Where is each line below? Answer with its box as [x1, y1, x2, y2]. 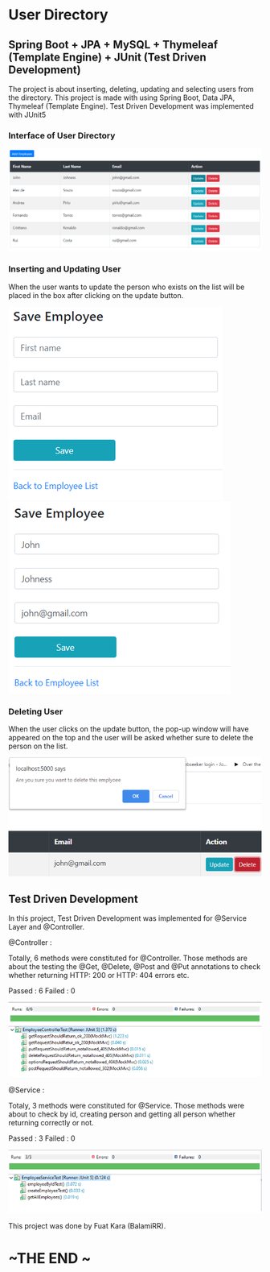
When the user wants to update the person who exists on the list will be [8, 282, 245, 292]
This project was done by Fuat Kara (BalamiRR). [8, 1221, 166, 1231]
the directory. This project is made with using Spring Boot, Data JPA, [8, 93, 235, 102]
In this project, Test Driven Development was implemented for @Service [8, 913, 247, 923]
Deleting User [8, 706, 63, 717]
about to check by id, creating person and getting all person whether [8, 1109, 235, 1119]
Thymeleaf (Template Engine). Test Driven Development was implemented [8, 102, 255, 110]
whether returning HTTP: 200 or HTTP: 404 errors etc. [8, 970, 190, 980]
